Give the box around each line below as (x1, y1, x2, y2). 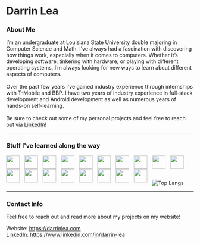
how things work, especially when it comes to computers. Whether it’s (6, 52, 179, 59)
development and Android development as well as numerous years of (6, 96, 177, 103)
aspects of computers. (6, 70, 62, 78)
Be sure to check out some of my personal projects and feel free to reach (6, 115, 186, 122)
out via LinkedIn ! (6, 121, 46, 129)
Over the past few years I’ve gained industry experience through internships (6, 83, 193, 90)
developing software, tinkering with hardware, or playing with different (6, 58, 179, 65)
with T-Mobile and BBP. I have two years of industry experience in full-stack (6, 89, 193, 96)
